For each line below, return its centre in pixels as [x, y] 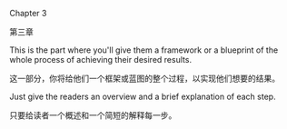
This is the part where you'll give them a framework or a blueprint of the [144, 50]
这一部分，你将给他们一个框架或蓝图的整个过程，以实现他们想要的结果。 [144, 78]
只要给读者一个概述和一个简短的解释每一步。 [93, 115]
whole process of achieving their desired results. [101, 60]
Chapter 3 [28, 13]
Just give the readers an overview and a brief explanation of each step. [143, 96]
